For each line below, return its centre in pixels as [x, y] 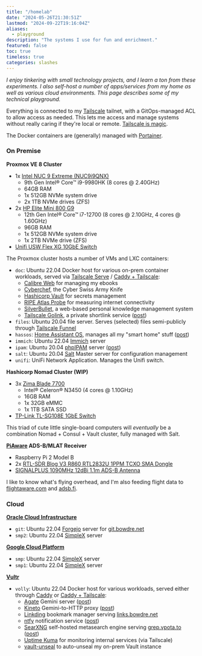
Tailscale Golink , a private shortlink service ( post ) [85, 315]
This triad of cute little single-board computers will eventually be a [89, 427]
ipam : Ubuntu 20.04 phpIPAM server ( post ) [68, 347]
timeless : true [25, 57]
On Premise [24, 151]
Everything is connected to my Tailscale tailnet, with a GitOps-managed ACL [101, 111]
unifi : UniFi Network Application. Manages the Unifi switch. [90, 360]
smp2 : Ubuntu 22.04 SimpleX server [59, 536]
